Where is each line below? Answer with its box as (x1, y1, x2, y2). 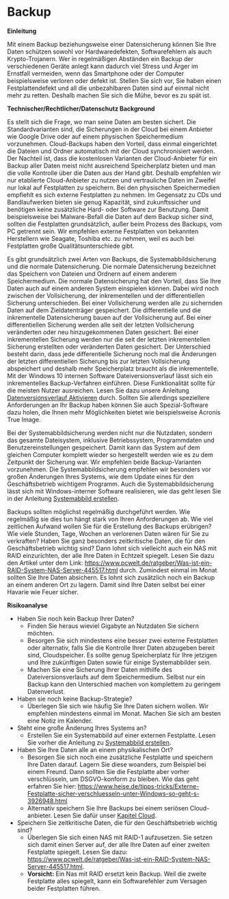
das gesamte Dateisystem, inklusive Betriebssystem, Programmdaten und (7, 436, 215, 444)
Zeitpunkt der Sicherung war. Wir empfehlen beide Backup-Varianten (7, 458, 202, 466)
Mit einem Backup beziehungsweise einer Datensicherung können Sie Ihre (7, 40, 217, 48)
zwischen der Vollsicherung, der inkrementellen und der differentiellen (7, 291, 205, 299)
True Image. (7, 415, 41, 423)
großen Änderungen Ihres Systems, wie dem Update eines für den (7, 472, 194, 480)
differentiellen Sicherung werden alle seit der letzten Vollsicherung (7, 320, 195, 329)
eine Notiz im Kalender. (27, 716, 93, 725)
